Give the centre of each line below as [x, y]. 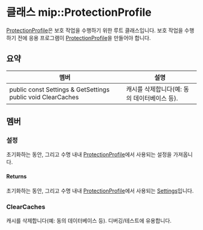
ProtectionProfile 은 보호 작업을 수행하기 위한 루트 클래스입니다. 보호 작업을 [95, 30]
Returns [17, 177]
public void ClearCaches [44, 97]
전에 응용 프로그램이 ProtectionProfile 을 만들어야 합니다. [84, 38]
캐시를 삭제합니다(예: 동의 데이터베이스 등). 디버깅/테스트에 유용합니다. [89, 220]
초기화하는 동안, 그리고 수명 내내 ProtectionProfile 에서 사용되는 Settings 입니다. [100, 191]
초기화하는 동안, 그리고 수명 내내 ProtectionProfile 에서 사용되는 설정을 [89, 154]
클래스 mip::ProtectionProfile [79, 12]
